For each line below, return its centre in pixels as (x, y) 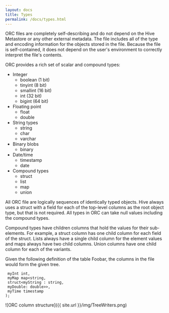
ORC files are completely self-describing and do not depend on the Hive (80, 34)
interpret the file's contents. (34, 55)
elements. (16, 233)
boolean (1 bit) (35, 80)
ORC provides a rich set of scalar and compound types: (63, 65)
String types (25, 123)
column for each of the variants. (38, 249)
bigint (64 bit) (34, 101)
